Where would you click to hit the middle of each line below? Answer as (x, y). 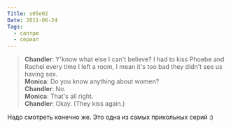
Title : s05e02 (28, 14)
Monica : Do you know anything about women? (92, 81)
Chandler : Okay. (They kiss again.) (75, 104)
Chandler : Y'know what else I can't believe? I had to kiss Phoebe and (124, 59)
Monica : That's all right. (59, 96)
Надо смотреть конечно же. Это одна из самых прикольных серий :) (110, 117)
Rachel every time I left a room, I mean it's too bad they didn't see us (123, 67)
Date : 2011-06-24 (33, 20)
